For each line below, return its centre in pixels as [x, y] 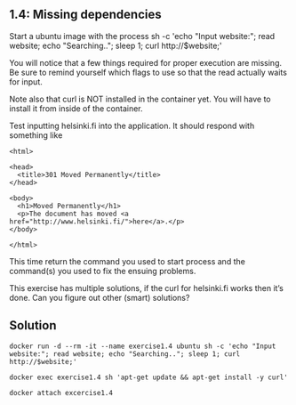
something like [36, 135]
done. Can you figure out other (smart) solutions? [100, 297]
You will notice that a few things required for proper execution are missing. [146, 62]
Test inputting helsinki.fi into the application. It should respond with [132, 126]
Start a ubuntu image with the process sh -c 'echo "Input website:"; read [142, 36]
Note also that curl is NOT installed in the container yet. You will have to [140, 99]
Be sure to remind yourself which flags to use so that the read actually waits [148, 72]
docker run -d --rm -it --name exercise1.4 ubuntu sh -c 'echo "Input [143, 346]
